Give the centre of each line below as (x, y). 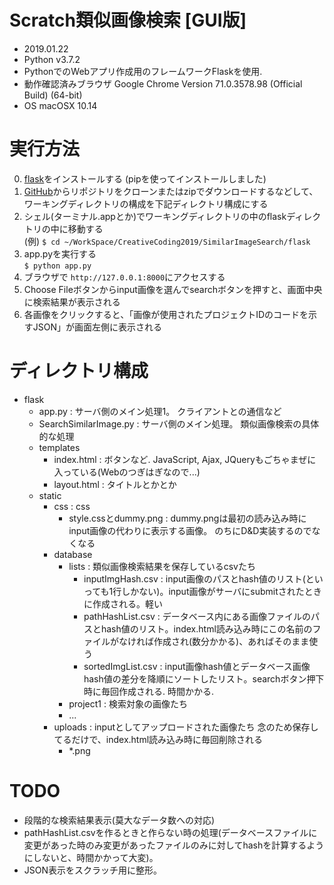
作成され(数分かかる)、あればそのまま (231, 641)
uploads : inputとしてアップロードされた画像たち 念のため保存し (186, 727)
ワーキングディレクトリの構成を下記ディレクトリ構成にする (146, 203)
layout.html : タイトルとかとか (115, 484)
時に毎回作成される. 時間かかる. (148, 691)
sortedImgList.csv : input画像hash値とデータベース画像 (197, 666)
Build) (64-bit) (53, 95)
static (50, 495)
